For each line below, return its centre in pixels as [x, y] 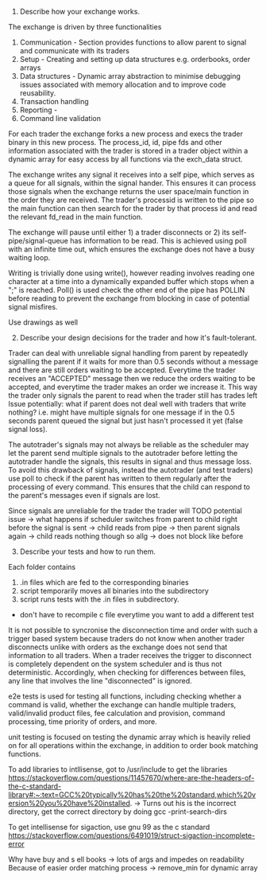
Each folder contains [42, 567]
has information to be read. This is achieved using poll [159, 241]
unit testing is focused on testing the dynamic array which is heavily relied [129, 737]
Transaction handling [54, 101]
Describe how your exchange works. [80, 12]
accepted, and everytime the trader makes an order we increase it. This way [133, 387]
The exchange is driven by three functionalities [85, 27]
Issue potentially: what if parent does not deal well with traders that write [127, 404]
